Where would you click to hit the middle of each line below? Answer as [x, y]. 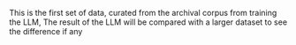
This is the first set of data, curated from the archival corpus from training [143, 13]
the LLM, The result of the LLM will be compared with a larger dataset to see [148, 22]
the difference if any [46, 31]
